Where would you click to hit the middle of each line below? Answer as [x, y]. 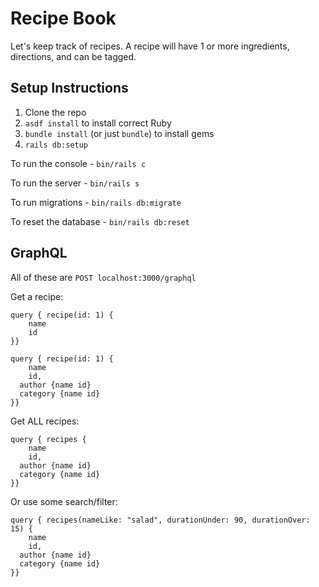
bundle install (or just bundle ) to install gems [119, 133]
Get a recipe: [37, 296]
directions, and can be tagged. [73, 56]
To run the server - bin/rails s [75, 183]
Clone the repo [55, 112]
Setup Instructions [69, 88]
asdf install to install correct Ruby [98, 123]
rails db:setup [56, 145]
